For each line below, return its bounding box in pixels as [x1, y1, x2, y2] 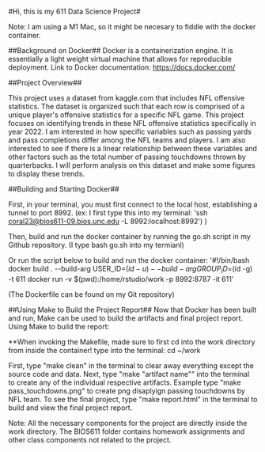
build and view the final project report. [8, 403, 133, 412]
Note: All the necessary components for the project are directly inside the [8, 418, 248, 427]
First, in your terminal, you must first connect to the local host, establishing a [8, 199, 258, 209]
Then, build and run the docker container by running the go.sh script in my [8, 232, 251, 241]
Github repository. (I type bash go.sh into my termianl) [8, 241, 184, 249]
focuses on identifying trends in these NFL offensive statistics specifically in [8, 119, 256, 127]
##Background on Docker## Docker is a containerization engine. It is [8, 46, 233, 55]
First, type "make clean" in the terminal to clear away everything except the [8, 360, 255, 370]
